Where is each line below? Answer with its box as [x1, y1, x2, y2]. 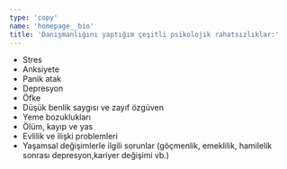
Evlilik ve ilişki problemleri [22, 131, 119, 142]
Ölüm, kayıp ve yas [22, 121, 94, 132]
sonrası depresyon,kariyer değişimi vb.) [22, 150, 169, 161]
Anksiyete [22, 64, 60, 75]
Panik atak [22, 74, 61, 84]
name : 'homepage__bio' [9, 22, 94, 31]
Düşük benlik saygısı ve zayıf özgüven [22, 102, 165, 113]
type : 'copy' [9, 13, 58, 22]
